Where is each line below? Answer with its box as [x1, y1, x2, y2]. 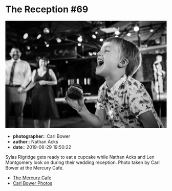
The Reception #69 [5, 4, 89, 15]
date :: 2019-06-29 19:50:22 [12, 144, 72, 150]
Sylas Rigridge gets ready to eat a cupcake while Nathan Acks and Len [5, 154, 155, 160]
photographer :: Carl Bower [12, 133, 71, 139]
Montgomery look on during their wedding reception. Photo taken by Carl [5, 159, 160, 165]
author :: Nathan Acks [12, 138, 58, 145]
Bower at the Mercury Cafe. [5, 164, 64, 171]
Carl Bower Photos [12, 180, 53, 186]
